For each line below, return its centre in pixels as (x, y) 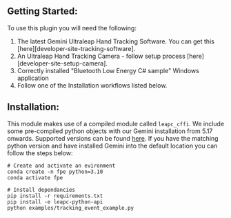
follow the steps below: (40, 153)
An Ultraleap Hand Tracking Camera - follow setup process (101, 56)
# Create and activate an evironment (61, 166)
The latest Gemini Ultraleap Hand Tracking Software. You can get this (116, 41)
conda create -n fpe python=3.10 (55, 172)
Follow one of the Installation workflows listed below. (92, 85)
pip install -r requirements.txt (55, 196)
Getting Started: (42, 11)
